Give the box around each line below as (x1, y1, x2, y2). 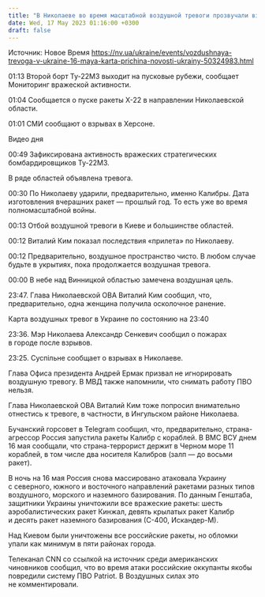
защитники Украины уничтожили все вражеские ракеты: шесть (8, 499, 223, 508)
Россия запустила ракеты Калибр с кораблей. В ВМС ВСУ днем (41, 433, 257, 443)
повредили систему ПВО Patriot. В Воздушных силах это (8, 571, 200, 581)
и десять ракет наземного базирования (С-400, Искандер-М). (8, 516, 219, 525)
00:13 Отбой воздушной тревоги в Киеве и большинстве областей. (8, 221, 234, 230)
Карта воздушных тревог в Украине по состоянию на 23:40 (8, 314, 209, 324)
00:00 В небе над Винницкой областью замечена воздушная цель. (8, 275, 233, 285)
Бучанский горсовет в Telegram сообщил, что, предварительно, (8, 425, 225, 434)
